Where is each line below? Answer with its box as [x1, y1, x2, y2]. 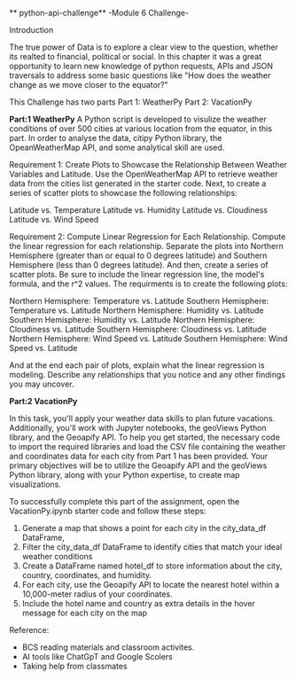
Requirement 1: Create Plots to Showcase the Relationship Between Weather [9, 160, 288, 169]
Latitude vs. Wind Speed [9, 215, 99, 224]
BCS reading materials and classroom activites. [21, 642, 195, 653]
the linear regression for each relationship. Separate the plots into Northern [9, 241, 284, 251]
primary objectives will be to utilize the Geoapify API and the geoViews [9, 460, 268, 471]
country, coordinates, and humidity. [21, 570, 152, 580]
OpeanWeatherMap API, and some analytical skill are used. [9, 142, 225, 152]
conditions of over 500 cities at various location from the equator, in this [9, 123, 273, 134]
